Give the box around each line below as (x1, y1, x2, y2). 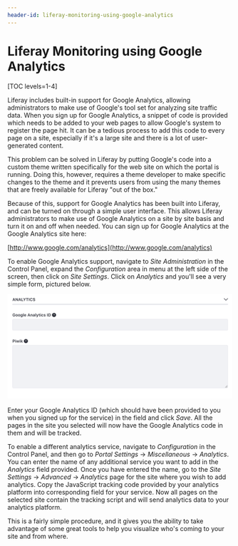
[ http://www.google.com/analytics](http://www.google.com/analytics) (7, 243, 212, 252)
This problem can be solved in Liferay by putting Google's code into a (7, 155, 212, 163)
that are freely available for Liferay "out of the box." (7, 185, 158, 194)
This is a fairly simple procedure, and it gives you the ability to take (7, 517, 204, 525)
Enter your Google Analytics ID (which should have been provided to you (7, 406, 221, 414)
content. (38, 141, 64, 150)
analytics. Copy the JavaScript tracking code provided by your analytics (7, 480, 219, 488)
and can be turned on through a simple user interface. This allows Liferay (7, 207, 223, 215)
